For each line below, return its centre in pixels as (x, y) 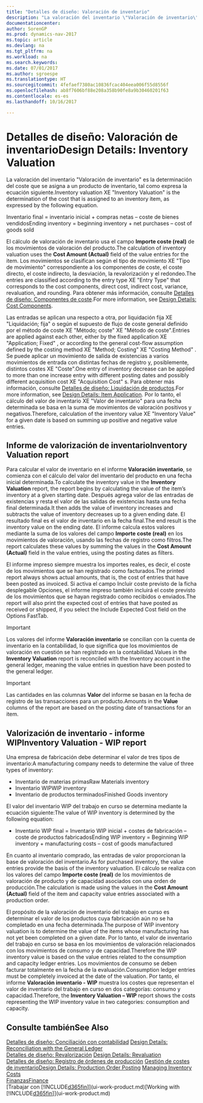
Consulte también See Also (57, 1027)
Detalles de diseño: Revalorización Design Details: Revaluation (84, 1055)
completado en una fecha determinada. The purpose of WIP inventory (93, 925)
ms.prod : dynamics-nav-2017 (42, 34)
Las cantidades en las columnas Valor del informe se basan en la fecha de (99, 695)
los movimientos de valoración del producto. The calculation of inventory (96, 248)
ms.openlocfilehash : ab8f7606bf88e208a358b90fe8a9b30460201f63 (88, 91)
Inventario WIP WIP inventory (50, 788)
